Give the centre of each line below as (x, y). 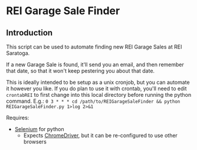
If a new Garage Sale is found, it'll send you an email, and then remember (95, 64)
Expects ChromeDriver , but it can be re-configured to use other (101, 135)
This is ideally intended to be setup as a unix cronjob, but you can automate (98, 82)
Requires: (18, 118)
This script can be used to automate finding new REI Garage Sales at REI (94, 47)
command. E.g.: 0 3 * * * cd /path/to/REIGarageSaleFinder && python (93, 101)
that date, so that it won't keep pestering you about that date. (81, 71)
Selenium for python (39, 129)
